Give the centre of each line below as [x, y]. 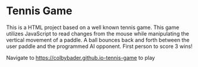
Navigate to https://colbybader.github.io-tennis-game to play [81, 58]
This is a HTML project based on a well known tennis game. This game [93, 27]
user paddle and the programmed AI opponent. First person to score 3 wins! [99, 46]
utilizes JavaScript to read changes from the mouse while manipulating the [98, 33]
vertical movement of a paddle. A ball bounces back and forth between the [98, 40]
